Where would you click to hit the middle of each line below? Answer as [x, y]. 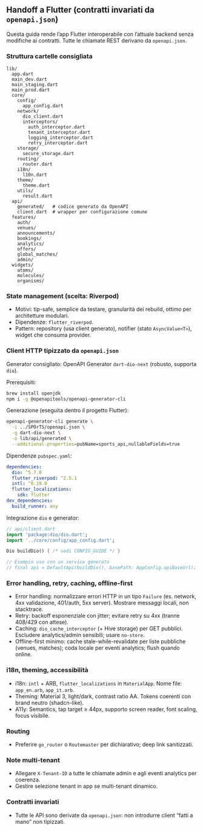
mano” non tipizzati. [40, 821]
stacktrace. [29, 609]
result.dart [37, 196]
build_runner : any [35, 506]
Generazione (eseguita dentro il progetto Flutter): [68, 410]
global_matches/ [38, 255]
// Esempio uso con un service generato [58, 562]
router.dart [37, 164]
